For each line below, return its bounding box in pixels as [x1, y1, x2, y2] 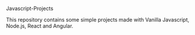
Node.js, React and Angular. [6, 23, 74, 29]
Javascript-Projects [6, 5, 54, 12]
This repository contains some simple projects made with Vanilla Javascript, [6, 16, 190, 23]
